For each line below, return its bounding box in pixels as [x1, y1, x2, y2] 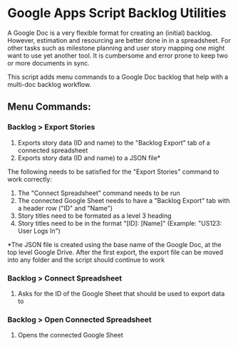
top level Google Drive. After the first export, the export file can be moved [7, 248, 224, 256]
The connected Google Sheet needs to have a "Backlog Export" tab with [17, 196, 230, 204]
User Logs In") [17, 226, 61, 235]
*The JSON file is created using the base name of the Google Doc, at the [7, 240, 222, 248]
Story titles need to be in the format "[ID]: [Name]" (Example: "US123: [17, 219, 222, 227]
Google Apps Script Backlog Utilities [7, 5, 227, 21]
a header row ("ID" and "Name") [17, 204, 113, 212]
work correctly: [7, 174, 52, 183]
